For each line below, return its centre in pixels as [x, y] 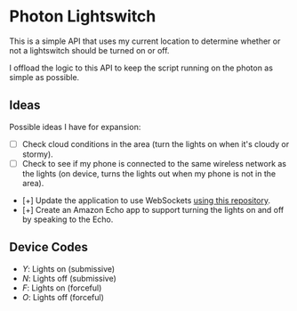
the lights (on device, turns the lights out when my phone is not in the [149, 173]
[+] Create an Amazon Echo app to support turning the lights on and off [153, 209]
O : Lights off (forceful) [63, 297]
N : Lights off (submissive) [69, 278]
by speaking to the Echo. [68, 219]
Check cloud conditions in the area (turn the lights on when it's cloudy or [156, 143]
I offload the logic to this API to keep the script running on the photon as [141, 68]
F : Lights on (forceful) [62, 288]
